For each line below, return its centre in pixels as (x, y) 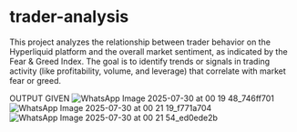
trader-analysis (69, 17)
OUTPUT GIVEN (40, 98)
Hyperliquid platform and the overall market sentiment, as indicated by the (149, 51)
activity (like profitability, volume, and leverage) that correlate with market (148, 71)
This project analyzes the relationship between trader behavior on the (140, 42)
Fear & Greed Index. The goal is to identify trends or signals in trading (140, 61)
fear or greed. (36, 80)
